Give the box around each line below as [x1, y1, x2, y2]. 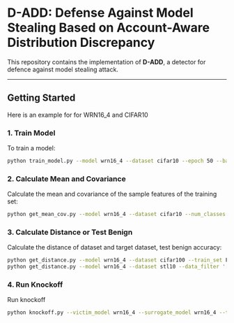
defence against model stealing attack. [7, 65, 118, 73]
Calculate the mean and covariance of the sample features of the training [7, 190, 217, 199]
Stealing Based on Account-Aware [7, 20, 210, 36]
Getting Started [7, 92, 76, 104]
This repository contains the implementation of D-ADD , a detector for [7, 57, 206, 66]
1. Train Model [7, 128, 56, 138]
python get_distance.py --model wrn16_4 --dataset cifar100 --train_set [7, 257, 223, 264]
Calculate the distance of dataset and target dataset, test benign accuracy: [7, 243, 222, 252]
